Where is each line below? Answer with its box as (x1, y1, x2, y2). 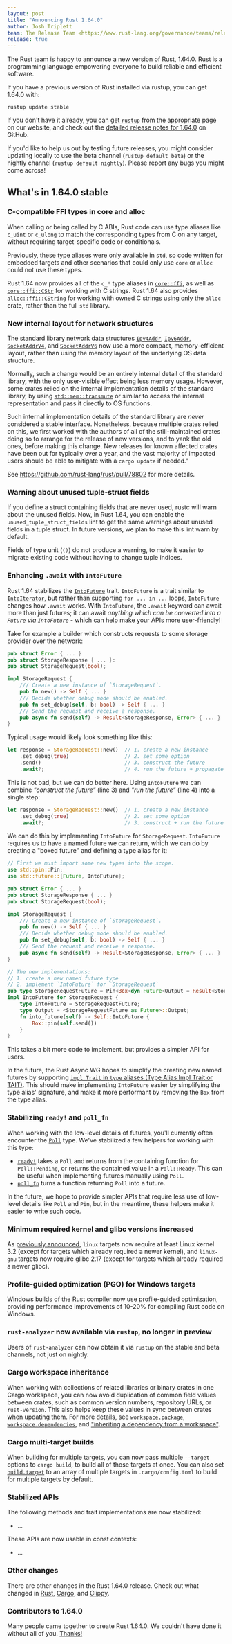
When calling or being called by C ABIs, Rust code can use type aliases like (7, 222, 221, 231)
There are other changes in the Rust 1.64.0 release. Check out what (7, 1581, 199, 1590)
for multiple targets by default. (7, 1475, 93, 1483)
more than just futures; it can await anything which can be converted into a (7, 608, 221, 617)
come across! (7, 166, 46, 175)
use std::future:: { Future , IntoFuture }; (7, 873, 126, 880)
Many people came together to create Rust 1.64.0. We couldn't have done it (7, 1622, 222, 1630)
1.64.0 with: (7, 91, 40, 99)
